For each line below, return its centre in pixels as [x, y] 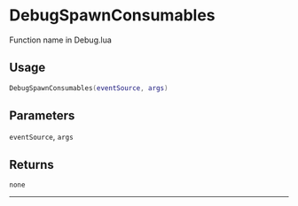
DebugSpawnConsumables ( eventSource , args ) [89, 88]
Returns [32, 164]
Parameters [42, 116]
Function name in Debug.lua [61, 40]
